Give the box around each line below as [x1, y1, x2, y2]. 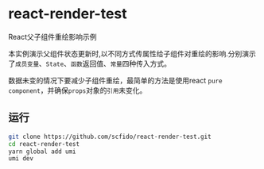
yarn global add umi [8, 148, 77, 156]
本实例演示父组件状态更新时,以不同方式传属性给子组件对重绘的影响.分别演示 [8, 48, 257, 58]
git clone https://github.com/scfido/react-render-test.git [8, 133, 212, 140]
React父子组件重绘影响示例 [8, 32, 97, 41]
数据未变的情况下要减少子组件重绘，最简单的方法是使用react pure [8, 75, 223, 85]
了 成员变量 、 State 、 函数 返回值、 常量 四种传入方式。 [8, 59, 171, 68]
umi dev [8, 155, 34, 163]
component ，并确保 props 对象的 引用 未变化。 [8, 85, 147, 95]
